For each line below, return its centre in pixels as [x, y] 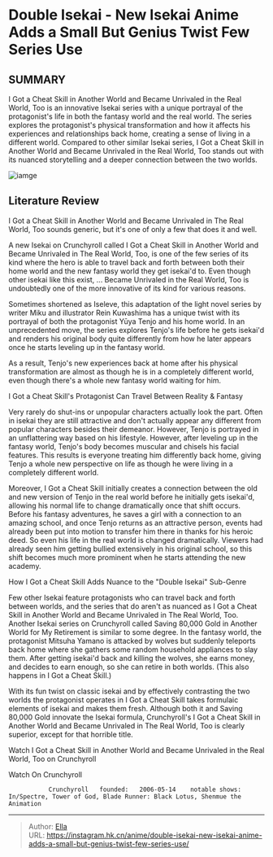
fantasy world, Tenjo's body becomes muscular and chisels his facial [124, 446]
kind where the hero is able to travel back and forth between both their [127, 262]
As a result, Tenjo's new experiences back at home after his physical [123, 363]
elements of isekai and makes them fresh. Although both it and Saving [126, 708]
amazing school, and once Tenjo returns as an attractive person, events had [135, 523]
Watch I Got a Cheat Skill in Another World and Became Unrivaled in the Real [136, 750]
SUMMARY [37, 79]
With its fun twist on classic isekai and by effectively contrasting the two [129, 691]
